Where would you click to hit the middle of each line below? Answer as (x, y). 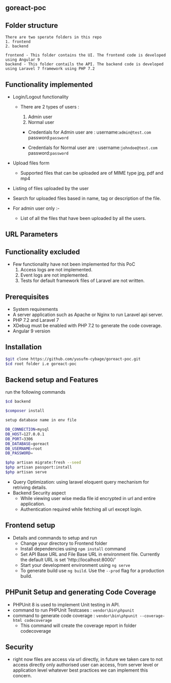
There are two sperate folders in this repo (54, 38)
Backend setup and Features (52, 380)
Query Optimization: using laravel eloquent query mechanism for (81, 482)
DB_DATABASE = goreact (27, 444)
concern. (22, 676)
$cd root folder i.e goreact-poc (41, 364)
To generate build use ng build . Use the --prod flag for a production (92, 570)
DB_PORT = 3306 (19, 439)
